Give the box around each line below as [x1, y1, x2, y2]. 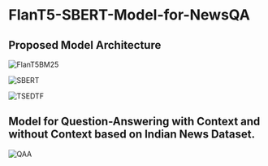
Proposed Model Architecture [8, 38, 162, 52]
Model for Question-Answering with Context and [8, 115, 261, 129]
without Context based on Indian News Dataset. [8, 128, 256, 142]
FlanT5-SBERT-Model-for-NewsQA [8, 6, 250, 24]
